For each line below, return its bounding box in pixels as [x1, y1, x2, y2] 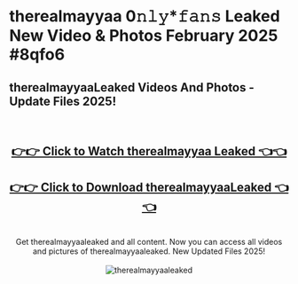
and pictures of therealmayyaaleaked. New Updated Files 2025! [32, 246, 266, 256]
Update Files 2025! [9, 93, 117, 108]
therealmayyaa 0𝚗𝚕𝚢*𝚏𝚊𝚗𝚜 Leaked [9, 6, 281, 27]
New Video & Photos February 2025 [9, 26, 278, 46]
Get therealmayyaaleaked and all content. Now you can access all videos [15, 237, 283, 248]
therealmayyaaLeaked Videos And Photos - [9, 80, 255, 95]
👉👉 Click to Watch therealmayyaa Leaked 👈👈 [11, 144, 287, 159]
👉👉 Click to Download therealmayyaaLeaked [9, 179, 272, 194]
